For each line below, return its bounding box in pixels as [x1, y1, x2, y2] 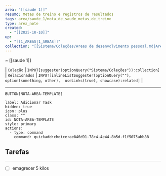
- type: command [9, 130, 43, 135]
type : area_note [5, 21, 39, 26]
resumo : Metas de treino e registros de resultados [5, 12, 114, 17]
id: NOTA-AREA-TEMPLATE [5, 117, 54, 122]
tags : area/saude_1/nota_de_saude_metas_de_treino [5, 16, 112, 21]
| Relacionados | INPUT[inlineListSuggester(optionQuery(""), [5, 72, 131, 78]
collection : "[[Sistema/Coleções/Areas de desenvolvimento [5, 44, 129, 49]
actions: [5, 126, 23, 131]
